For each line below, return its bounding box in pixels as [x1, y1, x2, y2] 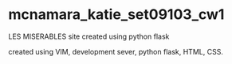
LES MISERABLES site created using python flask [8, 32, 170, 41]
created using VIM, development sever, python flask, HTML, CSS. [8, 47, 223, 56]
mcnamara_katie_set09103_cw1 [8, 6, 225, 24]
